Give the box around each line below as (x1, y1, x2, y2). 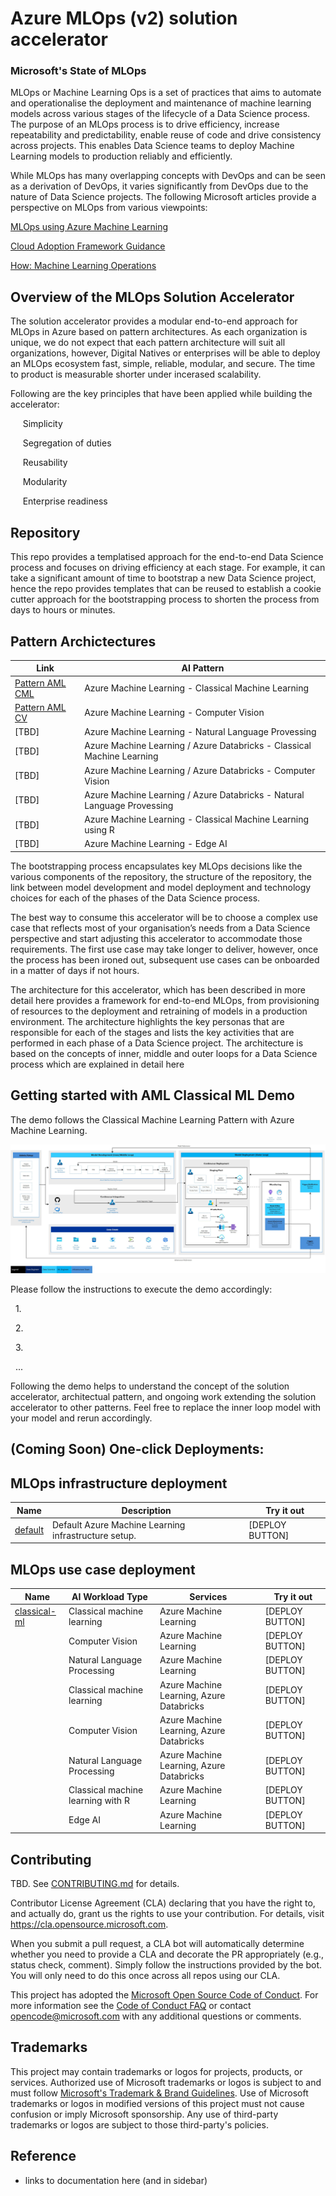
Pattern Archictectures (10, 633, 157, 650)
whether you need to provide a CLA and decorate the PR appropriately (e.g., (10, 1948, 325, 1961)
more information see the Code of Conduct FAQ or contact (10, 2000, 252, 2012)
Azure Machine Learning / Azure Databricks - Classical (84, 740, 312, 752)
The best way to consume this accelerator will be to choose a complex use (10, 911, 319, 923)
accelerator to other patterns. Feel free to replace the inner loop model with (10, 1401, 322, 1413)
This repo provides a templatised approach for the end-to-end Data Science (10, 551, 324, 563)
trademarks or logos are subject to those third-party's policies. (10, 2118, 269, 2131)
